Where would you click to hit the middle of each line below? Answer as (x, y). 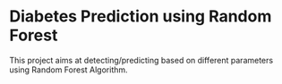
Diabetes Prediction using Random (141, 17)
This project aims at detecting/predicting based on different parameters (141, 60)
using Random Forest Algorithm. (68, 70)
